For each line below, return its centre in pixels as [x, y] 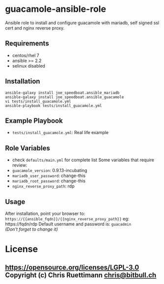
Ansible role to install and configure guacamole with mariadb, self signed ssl [82, 23]
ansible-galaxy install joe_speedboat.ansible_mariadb [62, 93]
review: [20, 165]
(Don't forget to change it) [31, 229]
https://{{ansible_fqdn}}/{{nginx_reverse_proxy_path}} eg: [67, 219]
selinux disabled [29, 66]
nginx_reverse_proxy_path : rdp [43, 186]
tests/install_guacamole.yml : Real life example [60, 133]
